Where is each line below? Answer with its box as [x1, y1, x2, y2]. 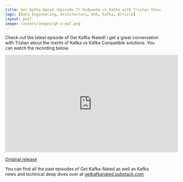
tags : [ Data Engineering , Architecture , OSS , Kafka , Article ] [5, 12, 136, 17]
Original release [5, 156, 37, 162]
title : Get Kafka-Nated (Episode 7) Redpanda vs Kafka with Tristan [5, 7, 149, 12]
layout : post [5, 16, 32, 21]
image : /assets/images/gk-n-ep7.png [5, 21, 80, 26]
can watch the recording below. [5, 45, 70, 51]
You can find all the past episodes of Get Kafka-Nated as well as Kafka [5, 166, 149, 172]
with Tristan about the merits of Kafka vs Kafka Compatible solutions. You [5, 40, 155, 46]
